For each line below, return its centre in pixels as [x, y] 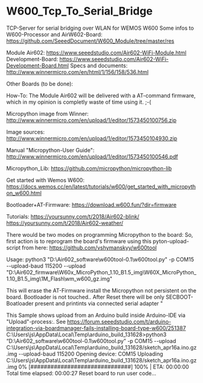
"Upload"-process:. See [36, 321]
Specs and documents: [99, 66]
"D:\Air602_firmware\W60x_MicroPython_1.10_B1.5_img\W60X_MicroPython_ [101, 272]
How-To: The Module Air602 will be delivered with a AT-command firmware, [101, 95]
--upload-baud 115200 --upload [46, 266]
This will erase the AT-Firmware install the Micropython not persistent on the [101, 290]
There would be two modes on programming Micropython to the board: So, [100, 234]
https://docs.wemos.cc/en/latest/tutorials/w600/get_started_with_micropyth [101, 186]
